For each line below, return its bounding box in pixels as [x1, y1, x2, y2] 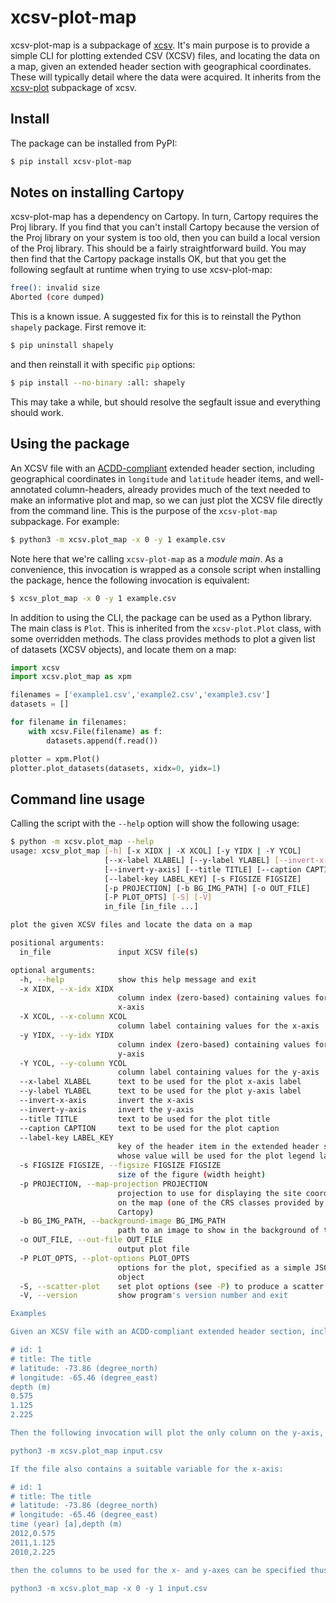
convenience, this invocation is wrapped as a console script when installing [10, 563, 322, 575]
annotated [10, 483, 53, 495]
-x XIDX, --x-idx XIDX [19, 984, 114, 994]
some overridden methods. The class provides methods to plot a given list [10, 632, 316, 645]
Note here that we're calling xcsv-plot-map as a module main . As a [10, 552, 284, 565]
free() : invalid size [10, 283, 101, 293]
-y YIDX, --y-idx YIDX [19, 1030, 114, 1040]
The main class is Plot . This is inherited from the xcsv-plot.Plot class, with [10, 622, 322, 634]
